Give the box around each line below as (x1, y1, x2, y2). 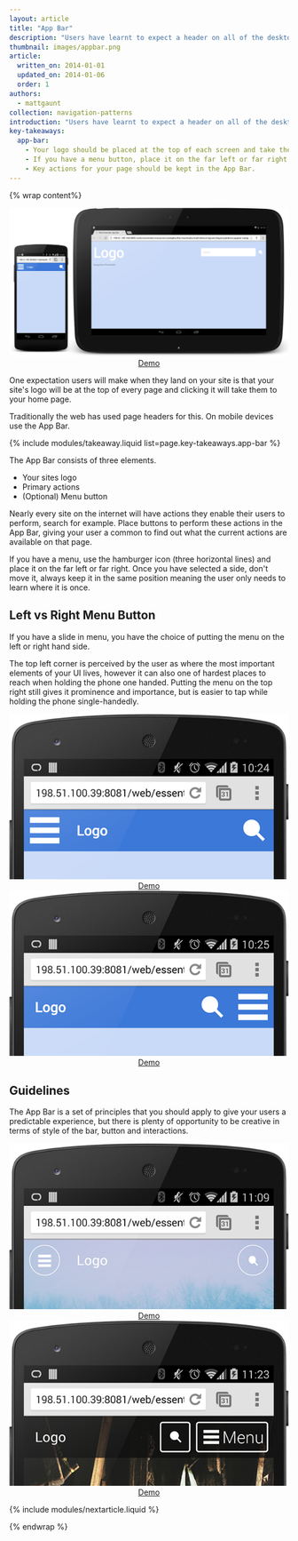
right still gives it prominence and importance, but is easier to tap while (9, 686, 269, 697)
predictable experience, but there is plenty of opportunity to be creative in (9, 1116, 280, 1127)
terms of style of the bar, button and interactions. (9, 1125, 189, 1137)
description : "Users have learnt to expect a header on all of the (9, 33, 264, 42)
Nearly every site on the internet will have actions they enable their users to (9, 507, 286, 519)
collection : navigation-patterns (9, 108, 133, 117)
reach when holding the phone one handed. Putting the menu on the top (9, 676, 273, 688)
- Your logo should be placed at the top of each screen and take (25, 146, 276, 155)
